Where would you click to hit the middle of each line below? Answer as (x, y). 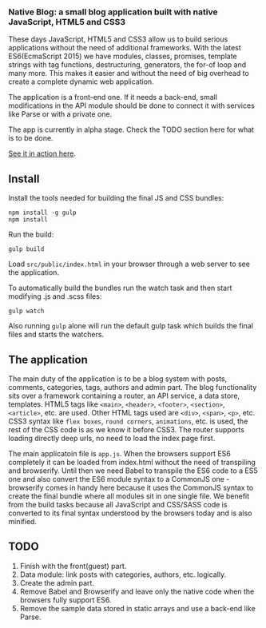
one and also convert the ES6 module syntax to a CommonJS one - (119, 479)
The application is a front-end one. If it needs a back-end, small (113, 97)
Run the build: (31, 235)
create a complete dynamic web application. (81, 81)
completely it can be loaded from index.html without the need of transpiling (132, 462)
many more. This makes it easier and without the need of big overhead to (129, 74)
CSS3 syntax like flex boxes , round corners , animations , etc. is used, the (128, 421)
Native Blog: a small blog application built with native (113, 12)
